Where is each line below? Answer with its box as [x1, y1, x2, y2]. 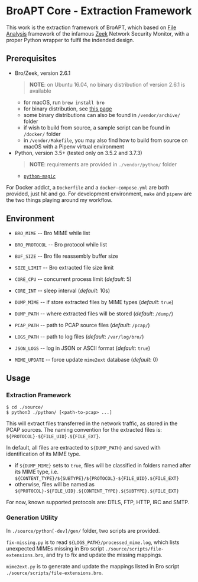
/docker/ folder [23, 130, 61, 137]
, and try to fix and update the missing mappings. [43, 551, 163, 558]
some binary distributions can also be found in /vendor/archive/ [23, 111, 180, 118]
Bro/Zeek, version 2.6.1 [14, 69, 71, 77]
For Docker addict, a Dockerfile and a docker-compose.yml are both [6, 184, 170, 191]
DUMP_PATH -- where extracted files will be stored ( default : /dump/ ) [14, 310, 173, 317]
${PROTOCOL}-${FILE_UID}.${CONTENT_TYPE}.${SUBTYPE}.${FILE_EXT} [14, 488, 179, 494]
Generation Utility [6, 514, 58, 522]
